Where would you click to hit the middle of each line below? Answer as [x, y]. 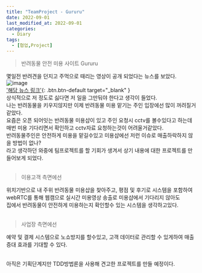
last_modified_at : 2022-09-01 [44, 23]
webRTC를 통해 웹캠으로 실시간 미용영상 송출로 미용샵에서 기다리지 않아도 [93, 197]
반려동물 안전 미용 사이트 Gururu [59, 63]
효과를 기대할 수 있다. [42, 244]
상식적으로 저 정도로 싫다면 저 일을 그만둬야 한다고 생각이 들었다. [82, 98]
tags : [13, 40]
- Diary [21, 34]
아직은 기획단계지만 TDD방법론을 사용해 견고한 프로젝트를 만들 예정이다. [91, 263]
